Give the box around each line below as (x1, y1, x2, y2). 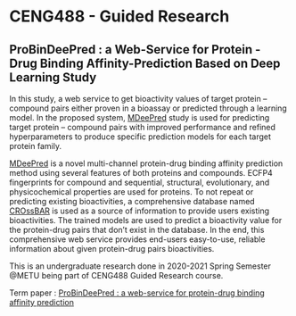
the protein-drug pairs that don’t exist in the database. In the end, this (9, 225, 265, 235)
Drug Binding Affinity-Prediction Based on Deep (9, 55, 281, 71)
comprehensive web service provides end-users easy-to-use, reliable (9, 234, 266, 245)
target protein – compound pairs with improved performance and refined (9, 122, 276, 132)
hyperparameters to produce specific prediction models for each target (9, 131, 272, 142)
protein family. (9, 141, 62, 151)
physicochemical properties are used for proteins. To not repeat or (9, 187, 254, 197)
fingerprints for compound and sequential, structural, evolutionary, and (9, 177, 270, 187)
